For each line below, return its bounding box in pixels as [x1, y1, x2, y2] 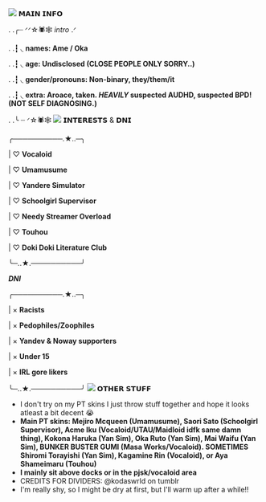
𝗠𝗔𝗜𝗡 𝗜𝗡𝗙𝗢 [18, 9, 63, 18]
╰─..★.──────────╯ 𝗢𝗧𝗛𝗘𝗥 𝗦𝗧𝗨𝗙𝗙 [8, 384, 152, 393]
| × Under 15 [8, 352, 50, 361]
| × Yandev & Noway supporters [8, 337, 117, 345]
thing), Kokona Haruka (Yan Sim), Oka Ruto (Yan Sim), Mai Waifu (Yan [19, 434, 256, 443]
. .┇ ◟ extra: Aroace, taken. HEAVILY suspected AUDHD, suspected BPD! [8, 90, 252, 100]
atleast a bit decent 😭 [19, 408, 95, 417]
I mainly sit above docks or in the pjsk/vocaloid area [19, 467, 197, 477]
